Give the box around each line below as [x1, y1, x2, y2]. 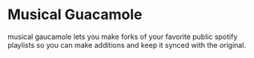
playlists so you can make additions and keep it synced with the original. [7, 40, 246, 49]
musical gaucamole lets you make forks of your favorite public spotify [7, 32, 238, 41]
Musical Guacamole [7, 6, 143, 24]
